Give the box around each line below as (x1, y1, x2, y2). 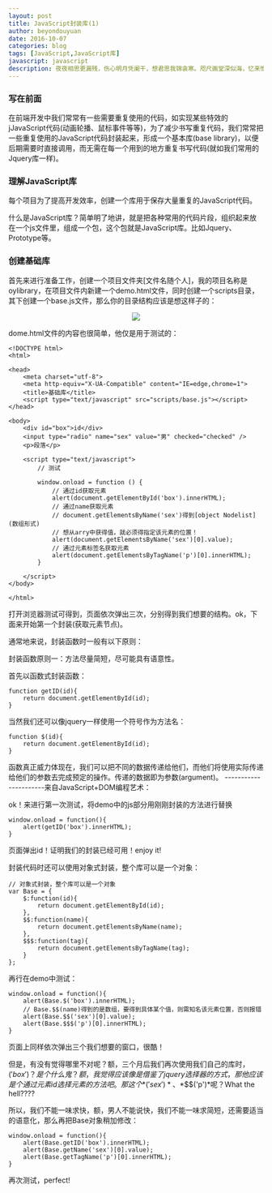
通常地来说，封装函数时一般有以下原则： (8, 636, 143, 646)
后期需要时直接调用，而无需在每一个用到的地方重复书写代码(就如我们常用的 (8, 144, 260, 153)
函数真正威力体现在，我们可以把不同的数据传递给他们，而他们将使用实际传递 (8, 762, 264, 771)
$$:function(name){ (23, 916, 89, 924)
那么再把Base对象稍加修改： (43, 1115, 139, 1125)
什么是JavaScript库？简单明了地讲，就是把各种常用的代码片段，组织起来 (8, 212, 250, 223)
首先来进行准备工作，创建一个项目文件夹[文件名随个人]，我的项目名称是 (8, 275, 249, 285)
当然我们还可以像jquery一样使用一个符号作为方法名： (8, 716, 186, 726)
